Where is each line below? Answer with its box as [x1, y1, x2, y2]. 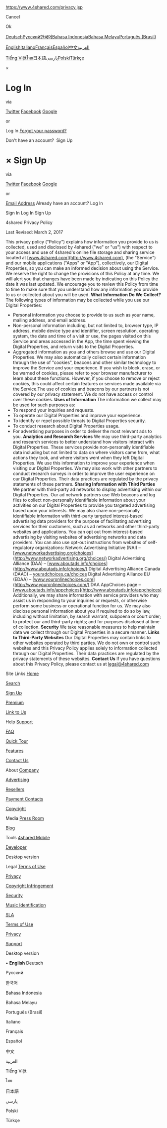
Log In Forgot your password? [5, 127, 67, 133]
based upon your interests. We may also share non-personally [12, 507, 140, 513]
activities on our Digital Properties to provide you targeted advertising [12, 502, 155, 508]
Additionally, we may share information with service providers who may [12, 592, 159, 598]
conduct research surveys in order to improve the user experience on [12, 470, 155, 476]
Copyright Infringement [5, 883, 54, 889]
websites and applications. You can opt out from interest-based [12, 529, 143, 535]
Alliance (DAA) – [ [12, 560, 49, 566]
